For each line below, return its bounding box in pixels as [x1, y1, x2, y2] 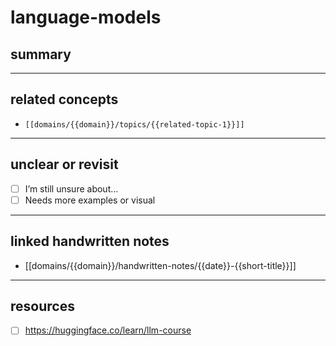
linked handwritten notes [10, 233, 170, 250]
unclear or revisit [10, 156, 119, 173]
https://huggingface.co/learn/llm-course [24, 324, 192, 336]
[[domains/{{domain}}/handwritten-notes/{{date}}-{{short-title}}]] [24, 259, 297, 271]
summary [10, 46, 72, 63]
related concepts [10, 91, 119, 108]
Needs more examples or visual [24, 194, 156, 206]
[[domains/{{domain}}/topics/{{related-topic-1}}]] [24, 119, 245, 130]
